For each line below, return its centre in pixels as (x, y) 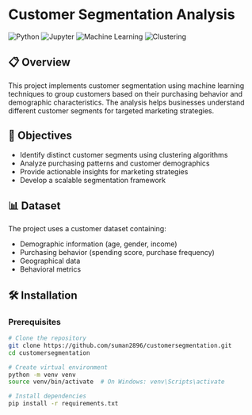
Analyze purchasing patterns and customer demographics (115, 163)
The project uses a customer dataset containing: (87, 229)
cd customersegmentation (49, 353)
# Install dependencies (48, 396)
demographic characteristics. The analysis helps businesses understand (126, 102)
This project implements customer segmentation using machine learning (126, 86)
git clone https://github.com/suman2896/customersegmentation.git (120, 345)
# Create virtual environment (58, 367)
